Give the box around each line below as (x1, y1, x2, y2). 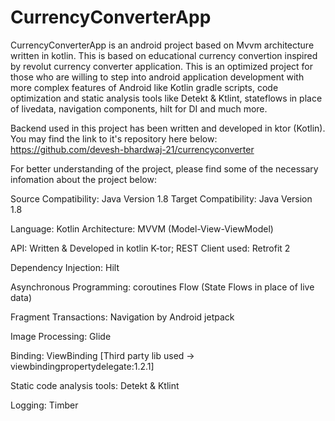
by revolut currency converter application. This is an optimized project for (10, 60, 314, 72)
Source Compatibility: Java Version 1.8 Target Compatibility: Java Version (10, 192, 313, 205)
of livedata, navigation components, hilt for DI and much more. (10, 102, 268, 115)
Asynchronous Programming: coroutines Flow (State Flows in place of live (10, 281, 315, 293)
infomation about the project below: (10, 173, 157, 185)
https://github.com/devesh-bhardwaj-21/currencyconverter (10, 143, 255, 155)
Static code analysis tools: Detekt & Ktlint (10, 379, 180, 391)
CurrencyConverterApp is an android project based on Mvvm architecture (10, 39, 315, 51)
